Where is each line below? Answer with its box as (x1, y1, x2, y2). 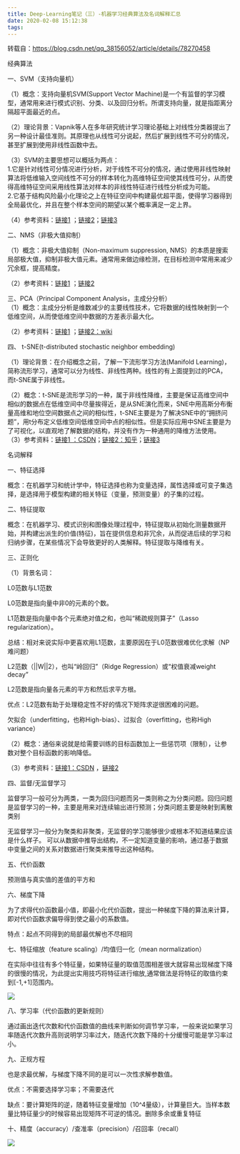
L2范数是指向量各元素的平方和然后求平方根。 (7, 685, 141, 694)
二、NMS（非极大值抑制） (7, 231, 85, 239)
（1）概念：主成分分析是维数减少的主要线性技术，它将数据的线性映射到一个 (7, 303, 229, 312)
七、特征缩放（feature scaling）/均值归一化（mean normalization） (7, 945, 206, 954)
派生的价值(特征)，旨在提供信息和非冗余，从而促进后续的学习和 (44, 529, 231, 538)
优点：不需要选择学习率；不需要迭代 (7, 1085, 114, 1094)
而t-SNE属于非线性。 (7, 376, 69, 384)
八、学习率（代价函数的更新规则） (7, 1007, 108, 1015)
